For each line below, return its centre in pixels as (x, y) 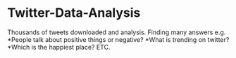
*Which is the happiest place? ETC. (59, 47)
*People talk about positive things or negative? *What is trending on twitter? (118, 39)
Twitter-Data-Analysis (74, 13)
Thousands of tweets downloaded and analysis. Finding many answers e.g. (117, 32)
